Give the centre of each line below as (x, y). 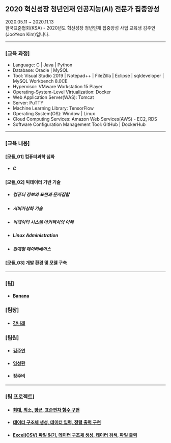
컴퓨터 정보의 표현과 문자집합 (41, 195)
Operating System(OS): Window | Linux (54, 114)
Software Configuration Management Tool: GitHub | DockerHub (79, 124)
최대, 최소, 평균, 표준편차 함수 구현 (46, 410)
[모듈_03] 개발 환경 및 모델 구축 (36, 263)
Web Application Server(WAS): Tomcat (53, 97)
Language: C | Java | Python (42, 65)
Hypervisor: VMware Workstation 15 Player (58, 87)
